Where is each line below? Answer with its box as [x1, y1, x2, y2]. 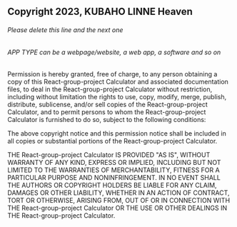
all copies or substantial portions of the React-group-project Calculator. [7, 137, 218, 146]
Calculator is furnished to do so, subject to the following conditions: [7, 116, 206, 124]
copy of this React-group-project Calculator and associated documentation [7, 78, 228, 86]
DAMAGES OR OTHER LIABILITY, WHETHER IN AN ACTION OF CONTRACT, [7, 188, 230, 197]
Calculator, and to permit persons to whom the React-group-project [7, 108, 206, 116]
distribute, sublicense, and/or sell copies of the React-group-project [7, 100, 208, 109]
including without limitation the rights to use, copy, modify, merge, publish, [7, 93, 227, 101]
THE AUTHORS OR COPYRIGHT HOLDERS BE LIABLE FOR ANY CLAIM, [7, 181, 217, 190]
